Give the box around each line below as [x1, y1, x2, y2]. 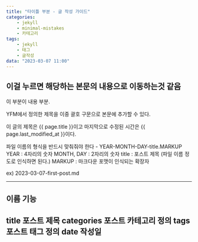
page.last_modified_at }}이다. [6, 130, 77, 138]
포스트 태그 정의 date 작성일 [6, 227, 102, 237]
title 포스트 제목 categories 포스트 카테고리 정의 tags [6, 216, 190, 226]
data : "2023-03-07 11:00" [6, 58, 70, 64]
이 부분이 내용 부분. [6, 98, 50, 105]
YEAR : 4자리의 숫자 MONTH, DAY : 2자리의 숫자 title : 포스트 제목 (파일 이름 [6, 151, 184, 158]
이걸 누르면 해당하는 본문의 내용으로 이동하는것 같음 [6, 81, 181, 91]
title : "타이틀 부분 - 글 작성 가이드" [6, 8, 90, 15]
